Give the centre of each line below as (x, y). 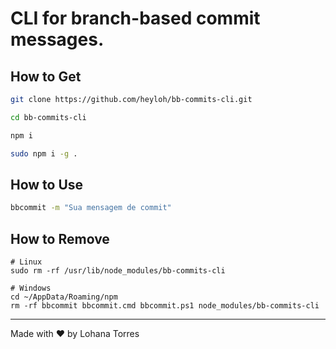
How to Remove (60, 238)
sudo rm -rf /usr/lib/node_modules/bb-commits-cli (118, 271)
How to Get (46, 76)
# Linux (26, 262)
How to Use (47, 184)
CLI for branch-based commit (135, 18)
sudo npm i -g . (44, 153)
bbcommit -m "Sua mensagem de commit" (91, 208)
